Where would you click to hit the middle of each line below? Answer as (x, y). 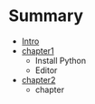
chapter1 (38, 50)
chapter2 (38, 79)
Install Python (61, 60)
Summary (46, 16)
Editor (46, 70)
